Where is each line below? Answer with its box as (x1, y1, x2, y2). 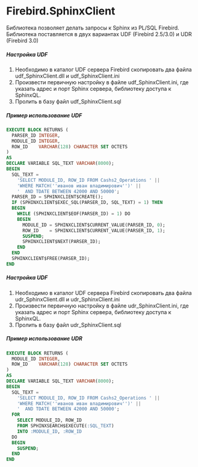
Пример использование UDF (6, 111, 82, 119)
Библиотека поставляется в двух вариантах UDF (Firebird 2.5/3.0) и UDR (6, 30, 193, 37)
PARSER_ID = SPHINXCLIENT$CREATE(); (11, 194, 104, 200)
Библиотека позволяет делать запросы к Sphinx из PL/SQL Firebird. (6, 24, 179, 31)
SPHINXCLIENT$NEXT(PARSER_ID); (22, 239, 101, 245)
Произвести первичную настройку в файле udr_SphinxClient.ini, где (14, 302, 189, 309)
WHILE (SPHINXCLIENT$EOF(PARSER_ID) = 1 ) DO (17, 211, 131, 217)
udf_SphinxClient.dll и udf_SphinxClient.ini (14, 72, 120, 79)
